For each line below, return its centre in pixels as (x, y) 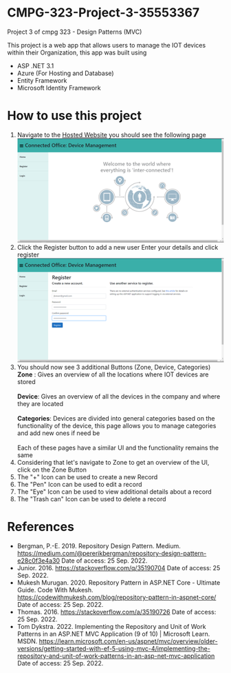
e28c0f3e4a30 (38, 561)
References (41, 527)
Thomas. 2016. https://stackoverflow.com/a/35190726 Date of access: (117, 612)
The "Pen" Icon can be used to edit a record (79, 484)
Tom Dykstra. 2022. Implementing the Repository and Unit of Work (111, 626)
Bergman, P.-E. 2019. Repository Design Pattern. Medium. (99, 545)
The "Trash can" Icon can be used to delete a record (91, 499)
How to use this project (75, 116)
